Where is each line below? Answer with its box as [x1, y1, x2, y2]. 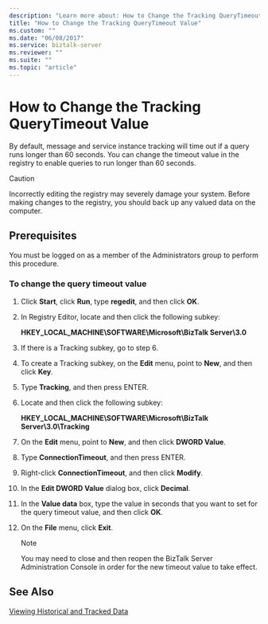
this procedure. [9, 258, 59, 268]
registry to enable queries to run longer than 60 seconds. [9, 158, 197, 167]
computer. [9, 206, 43, 215]
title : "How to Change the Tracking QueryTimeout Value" [9, 19, 202, 27]
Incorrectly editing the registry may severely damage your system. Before [9, 189, 251, 198]
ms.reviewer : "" [9, 49, 63, 57]
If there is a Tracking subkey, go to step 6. [20, 343, 158, 352]
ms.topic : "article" [9, 64, 78, 72]
